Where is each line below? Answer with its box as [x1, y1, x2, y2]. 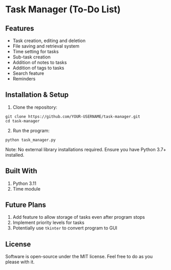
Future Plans [5, 201, 46, 210]
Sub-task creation [12, 54, 51, 60]
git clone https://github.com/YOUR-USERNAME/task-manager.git [5, 114, 140, 119]
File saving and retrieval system [12, 43, 80, 49]
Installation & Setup [5, 91, 69, 99]
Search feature [12, 70, 44, 76]
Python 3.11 [12, 180, 37, 186]
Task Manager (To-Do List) [5, 4, 121, 15]
